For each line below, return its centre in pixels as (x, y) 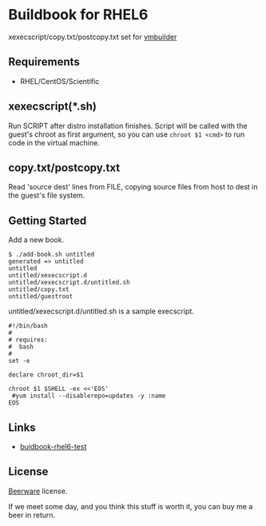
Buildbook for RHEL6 (78, 15)
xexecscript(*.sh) (53, 107)
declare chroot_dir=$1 (46, 375)
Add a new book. (36, 240)
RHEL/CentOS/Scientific (60, 81)
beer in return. (32, 515)
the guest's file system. (47, 195)
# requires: (28, 340)
